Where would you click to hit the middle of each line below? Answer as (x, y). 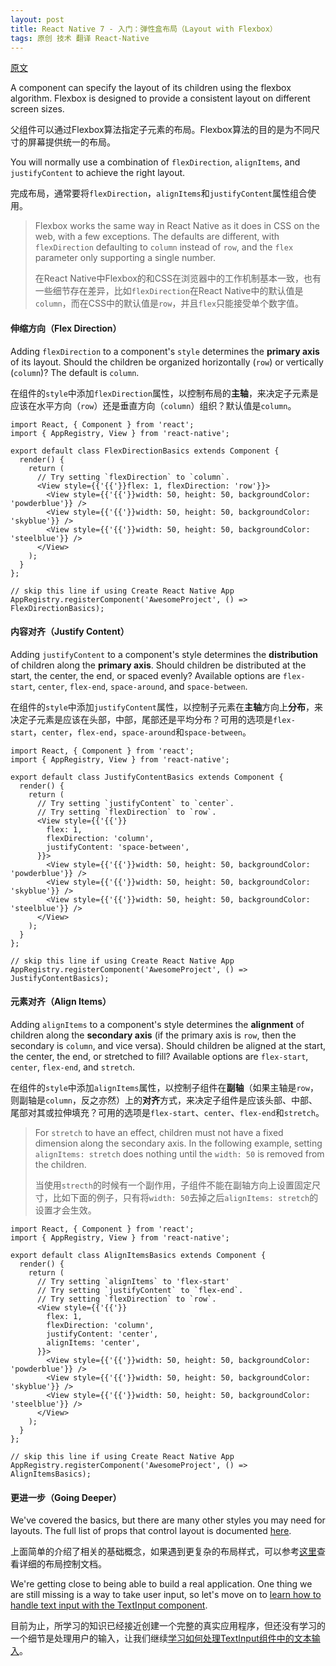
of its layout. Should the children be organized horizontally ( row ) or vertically (167, 362)
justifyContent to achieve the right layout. (98, 173)
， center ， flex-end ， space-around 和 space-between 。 (142, 732)
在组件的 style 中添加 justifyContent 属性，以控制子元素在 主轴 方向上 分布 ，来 (167, 707)
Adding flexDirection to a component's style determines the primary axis (165, 351)
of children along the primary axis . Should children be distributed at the (158, 665)
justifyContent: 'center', (102, 1334)
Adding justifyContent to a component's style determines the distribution (164, 654)
